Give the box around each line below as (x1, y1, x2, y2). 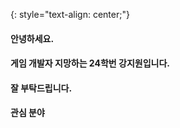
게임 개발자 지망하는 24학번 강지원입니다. (10, 57, 170, 69)
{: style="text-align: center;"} (10, 9, 130, 20)
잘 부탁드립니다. (10, 82, 73, 94)
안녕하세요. (10, 32, 55, 44)
